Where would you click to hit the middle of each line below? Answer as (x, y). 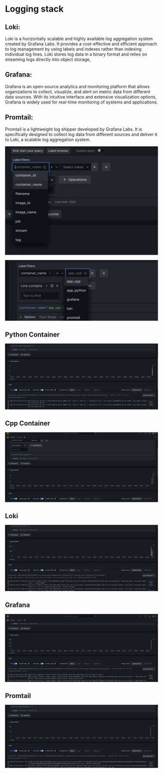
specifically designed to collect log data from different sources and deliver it (81, 134)
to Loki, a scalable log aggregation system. (48, 139)
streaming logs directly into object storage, (48, 59)
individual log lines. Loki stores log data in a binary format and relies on (76, 54)
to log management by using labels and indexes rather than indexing (73, 49)
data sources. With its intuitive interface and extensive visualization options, (81, 97)
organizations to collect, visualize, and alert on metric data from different (78, 92)
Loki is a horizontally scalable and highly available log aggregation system (79, 39)
